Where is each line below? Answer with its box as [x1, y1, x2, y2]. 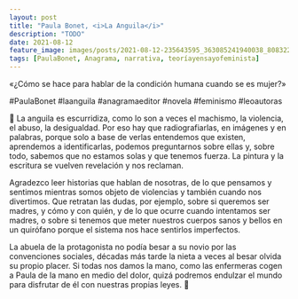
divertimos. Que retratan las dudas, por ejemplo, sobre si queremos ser [9, 196, 270, 207]
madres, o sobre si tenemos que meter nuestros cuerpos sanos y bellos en [9, 215, 283, 225]
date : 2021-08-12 [9, 37, 74, 47]
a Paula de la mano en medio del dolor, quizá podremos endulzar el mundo [9, 270, 283, 280]
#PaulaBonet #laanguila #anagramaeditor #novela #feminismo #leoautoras [9, 96, 283, 106]
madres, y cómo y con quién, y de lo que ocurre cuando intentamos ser [9, 206, 271, 216]
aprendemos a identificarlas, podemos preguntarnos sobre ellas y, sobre [9, 141, 275, 152]
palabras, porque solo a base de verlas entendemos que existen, [9, 132, 246, 142]
